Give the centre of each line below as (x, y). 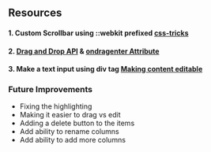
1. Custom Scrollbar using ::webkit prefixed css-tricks (98, 33)
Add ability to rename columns (70, 132)
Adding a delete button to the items (77, 123)
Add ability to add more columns (73, 140)
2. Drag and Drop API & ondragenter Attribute (84, 51)
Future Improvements (51, 90)
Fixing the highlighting (56, 106)
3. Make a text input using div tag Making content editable (105, 69)
